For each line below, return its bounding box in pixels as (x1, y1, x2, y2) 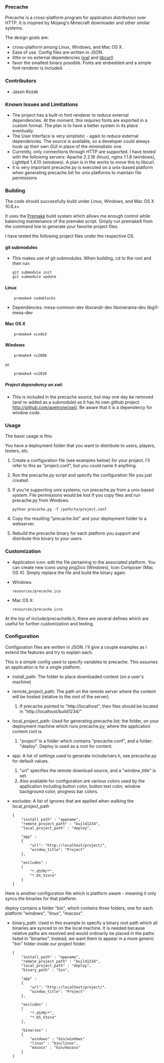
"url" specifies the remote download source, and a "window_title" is (19, 767, 156, 773)
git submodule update (12, 274, 56, 279)
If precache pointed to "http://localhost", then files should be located (19, 703, 158, 709)
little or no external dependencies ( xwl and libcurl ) (12, 55, 114, 61)
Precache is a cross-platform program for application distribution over (5, 15, 146, 21)
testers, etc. (5, 448, 29, 454)
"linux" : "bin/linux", (30, 1040, 78, 1046)
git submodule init (12, 270, 52, 275)
